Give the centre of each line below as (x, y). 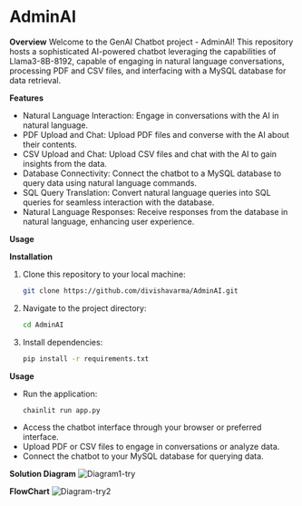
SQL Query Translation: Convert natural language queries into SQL (146, 192)
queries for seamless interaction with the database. (118, 202)
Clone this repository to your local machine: (104, 274)
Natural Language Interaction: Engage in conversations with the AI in (151, 115)
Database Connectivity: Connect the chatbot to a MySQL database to (152, 173)
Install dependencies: (63, 342)
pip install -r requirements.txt (86, 359)
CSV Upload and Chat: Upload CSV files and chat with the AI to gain (150, 154)
